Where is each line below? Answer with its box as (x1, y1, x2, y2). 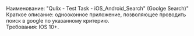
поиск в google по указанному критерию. (6, 17, 110, 24)
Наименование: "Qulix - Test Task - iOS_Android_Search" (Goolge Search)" (6, 5, 189, 12)
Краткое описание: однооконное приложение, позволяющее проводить (6, 11, 186, 18)
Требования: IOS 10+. (6, 23, 59, 30)
